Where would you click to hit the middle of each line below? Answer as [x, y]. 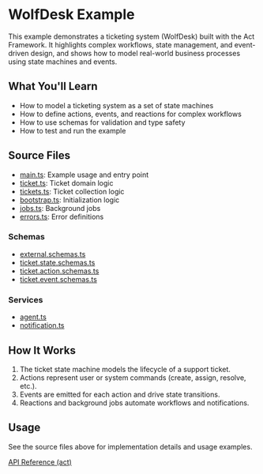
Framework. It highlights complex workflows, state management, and [120, 44]
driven [19, 53]
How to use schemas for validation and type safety [102, 122]
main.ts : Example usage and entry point [84, 175]
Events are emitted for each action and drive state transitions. [120, 394]
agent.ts [33, 317]
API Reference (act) [40, 462]
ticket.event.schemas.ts [58, 279]
